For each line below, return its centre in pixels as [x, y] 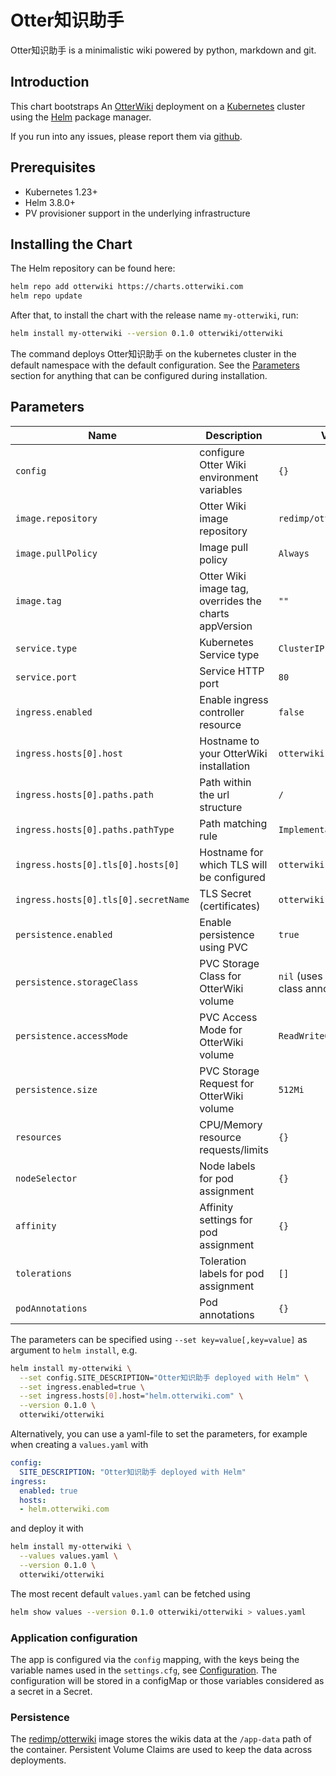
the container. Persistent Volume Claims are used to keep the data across [161, 1750]
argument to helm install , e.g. [74, 1350]
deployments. [38, 1760]
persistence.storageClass [77, 982]
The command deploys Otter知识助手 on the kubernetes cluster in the [153, 354]
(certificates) [230, 906]
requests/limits [234, 1149]
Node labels [227, 1166]
